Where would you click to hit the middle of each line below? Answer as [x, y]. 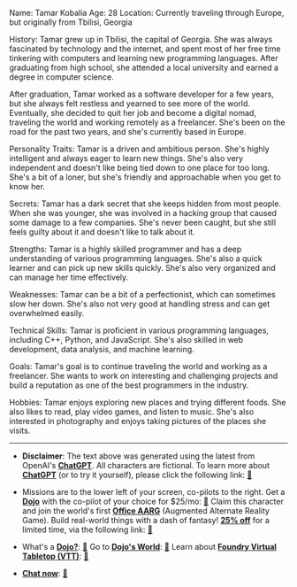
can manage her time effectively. [69, 277]
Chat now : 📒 [45, 573]
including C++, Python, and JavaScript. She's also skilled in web [126, 340]
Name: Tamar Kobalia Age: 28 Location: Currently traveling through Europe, [147, 13]
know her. [27, 186]
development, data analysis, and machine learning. [102, 349]
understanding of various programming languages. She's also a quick [136, 259]
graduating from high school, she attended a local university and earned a [144, 67]
